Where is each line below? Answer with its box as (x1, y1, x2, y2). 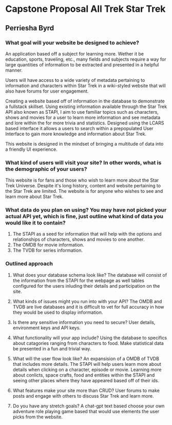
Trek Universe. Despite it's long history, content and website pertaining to (5, 183, 161, 189)
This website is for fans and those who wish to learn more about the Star (5, 177, 159, 183)
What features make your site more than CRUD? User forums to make (12, 387, 160, 394)
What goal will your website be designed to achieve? (5, 39, 140, 46)
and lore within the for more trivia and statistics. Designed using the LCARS (5, 119, 164, 126)
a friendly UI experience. (5, 146, 58, 152)
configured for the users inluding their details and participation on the (12, 282, 160, 289)
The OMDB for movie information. (12, 242, 84, 248)
